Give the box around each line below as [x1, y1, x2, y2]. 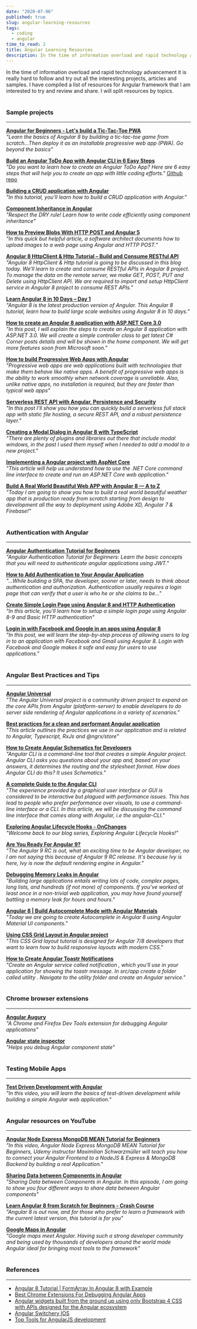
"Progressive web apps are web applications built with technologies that [6, 362, 182, 369]
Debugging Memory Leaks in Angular [6, 871, 99, 878]
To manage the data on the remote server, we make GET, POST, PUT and [6, 271, 184, 278]
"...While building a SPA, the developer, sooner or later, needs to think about [6, 577, 189, 585]
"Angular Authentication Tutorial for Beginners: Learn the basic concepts [6, 553, 183, 560]
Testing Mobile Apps [6, 1064, 66, 1073]
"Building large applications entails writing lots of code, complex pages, [6, 877, 181, 884]
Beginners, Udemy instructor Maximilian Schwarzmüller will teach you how [6, 1148, 188, 1156]
